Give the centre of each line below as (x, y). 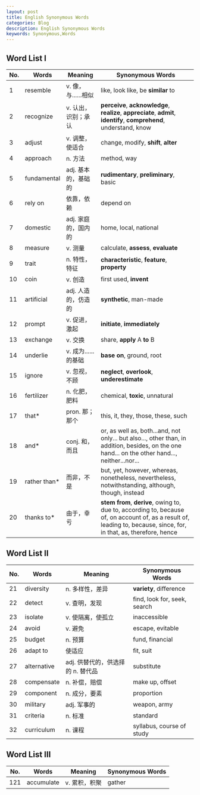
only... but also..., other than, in (143, 438)
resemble (38, 90)
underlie (36, 355)
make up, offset (155, 682)
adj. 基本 (78, 170)
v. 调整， (78, 138)
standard (146, 716)
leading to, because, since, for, (144, 524)
